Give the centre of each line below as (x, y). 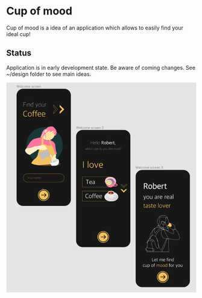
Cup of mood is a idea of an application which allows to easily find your (95, 28)
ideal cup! (19, 34)
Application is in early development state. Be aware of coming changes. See (101, 67)
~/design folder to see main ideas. (49, 74)
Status (19, 53)
